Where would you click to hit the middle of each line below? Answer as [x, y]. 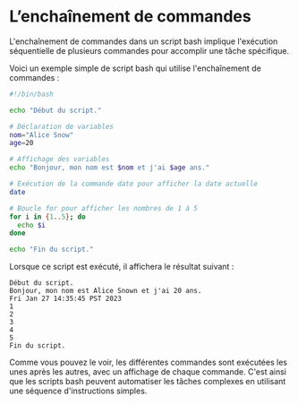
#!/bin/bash [31, 94]
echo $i [32, 225]
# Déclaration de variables [62, 126]
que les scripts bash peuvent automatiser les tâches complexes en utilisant [148, 382]
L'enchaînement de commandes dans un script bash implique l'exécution [144, 41]
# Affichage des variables [60, 159]
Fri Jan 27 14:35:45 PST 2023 [66, 299]
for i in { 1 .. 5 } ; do [48, 217]
